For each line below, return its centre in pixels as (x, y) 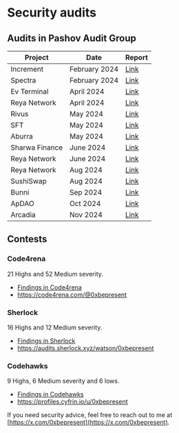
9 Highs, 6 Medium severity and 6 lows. (63, 381)
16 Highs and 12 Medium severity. (55, 327)
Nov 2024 (86, 215)
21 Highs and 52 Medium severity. (55, 274)
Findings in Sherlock (46, 341)
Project (37, 58)
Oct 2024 (85, 203)
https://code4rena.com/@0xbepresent (72, 294)
